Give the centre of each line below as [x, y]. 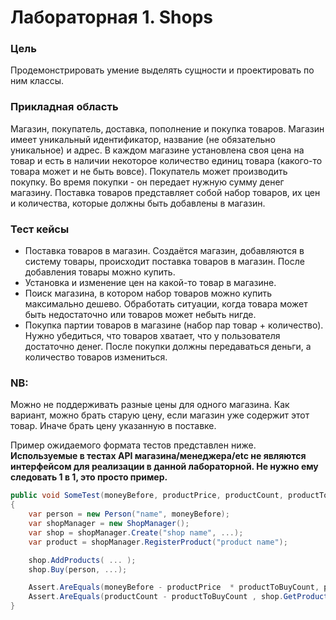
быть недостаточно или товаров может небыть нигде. [140, 315]
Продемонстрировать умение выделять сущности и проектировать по [162, 70]
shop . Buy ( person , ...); [78, 569]
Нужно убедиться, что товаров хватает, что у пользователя [152, 336]
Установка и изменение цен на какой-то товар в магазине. [150, 283]
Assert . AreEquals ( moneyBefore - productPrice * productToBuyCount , [174, 587]
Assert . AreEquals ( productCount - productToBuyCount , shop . [156, 597]
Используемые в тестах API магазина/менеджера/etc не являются [158, 456]
